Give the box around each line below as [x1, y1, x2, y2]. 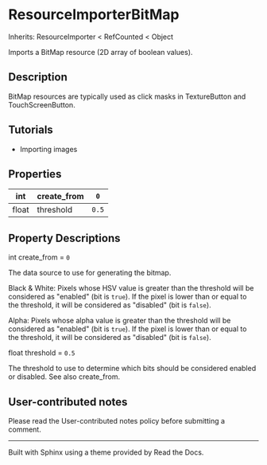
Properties [8, 167, 62, 181]
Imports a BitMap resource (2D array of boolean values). [8, 47, 193, 57]
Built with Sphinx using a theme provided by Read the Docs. [8, 447, 204, 457]
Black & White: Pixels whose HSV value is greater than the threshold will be [8, 283, 254, 293]
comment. [8, 424, 41, 434]
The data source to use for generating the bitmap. [8, 268, 172, 278]
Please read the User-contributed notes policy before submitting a [8, 416, 225, 425]
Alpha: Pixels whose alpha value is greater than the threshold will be [8, 316, 231, 326]
